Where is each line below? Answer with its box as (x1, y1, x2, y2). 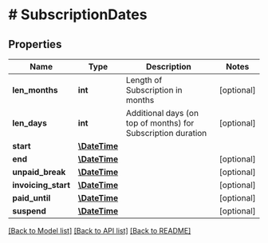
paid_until (12, 193, 51, 203)
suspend (12, 205, 46, 217)
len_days (12, 118, 48, 129)
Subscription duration (125, 128, 207, 138)
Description (146, 62, 191, 72)
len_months (12, 85, 58, 95)
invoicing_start (12, 180, 70, 190)
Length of (125, 74, 163, 86)
